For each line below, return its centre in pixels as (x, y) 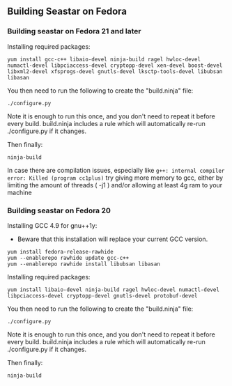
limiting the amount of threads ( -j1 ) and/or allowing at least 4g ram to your (115, 185)
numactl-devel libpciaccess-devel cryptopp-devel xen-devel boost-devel (115, 65)
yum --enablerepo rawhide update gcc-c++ (68, 258)
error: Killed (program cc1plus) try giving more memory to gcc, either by (115, 178)
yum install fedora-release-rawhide (60, 252)
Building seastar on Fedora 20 (59, 210)
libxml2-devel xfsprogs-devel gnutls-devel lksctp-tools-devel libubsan (115, 71)
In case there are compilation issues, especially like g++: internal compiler (116, 170)
